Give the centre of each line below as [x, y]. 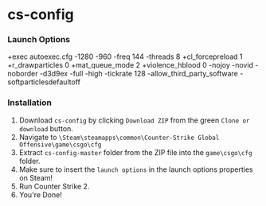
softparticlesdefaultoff [44, 82]
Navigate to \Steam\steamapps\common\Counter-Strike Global [119, 137]
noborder [23, 74]
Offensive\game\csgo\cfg [60, 145]
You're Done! [41, 194]
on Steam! [36, 177]
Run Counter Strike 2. [54, 186]
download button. [46, 128]
